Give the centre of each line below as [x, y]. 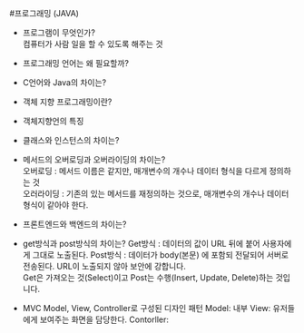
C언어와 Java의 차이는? [64, 83]
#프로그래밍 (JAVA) [44, 13]
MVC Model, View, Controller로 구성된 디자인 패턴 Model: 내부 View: [147, 308]
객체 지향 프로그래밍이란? [67, 102]
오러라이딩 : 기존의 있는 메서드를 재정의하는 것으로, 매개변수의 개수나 [143, 194]
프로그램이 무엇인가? [59, 33]
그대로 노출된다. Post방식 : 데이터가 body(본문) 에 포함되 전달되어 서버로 [160, 255]
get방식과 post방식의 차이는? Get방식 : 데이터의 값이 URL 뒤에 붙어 [141, 244]
